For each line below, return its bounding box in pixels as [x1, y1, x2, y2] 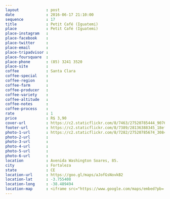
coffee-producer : [5, 87, 49, 93]
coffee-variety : [5, 92, 49, 97]
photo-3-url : [5, 139, 49, 144]
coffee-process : [5, 106, 49, 111]
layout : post [5, 7, 60, 13]
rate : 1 [5, 111, 53, 116]
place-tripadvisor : [5, 50, 49, 55]
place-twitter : [5, 41, 49, 46]
